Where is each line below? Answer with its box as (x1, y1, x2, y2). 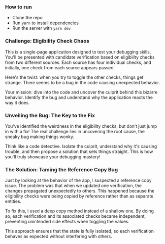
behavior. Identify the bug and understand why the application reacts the (5, 94, 153, 100)
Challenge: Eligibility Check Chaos (5, 38, 90, 45)
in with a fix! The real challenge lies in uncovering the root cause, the (5, 128, 145, 134)
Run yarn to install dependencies (12, 20, 79, 26)
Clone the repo (12, 15, 43, 21)
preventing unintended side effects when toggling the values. (5, 219, 130, 225)
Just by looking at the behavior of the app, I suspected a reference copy (5, 177, 152, 184)
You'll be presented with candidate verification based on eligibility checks (5, 54, 155, 60)
